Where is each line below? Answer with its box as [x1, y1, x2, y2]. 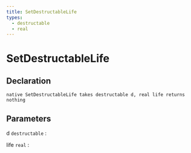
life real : [6, 142, 30, 149]
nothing [6, 97, 26, 103]
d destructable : [6, 129, 47, 137]
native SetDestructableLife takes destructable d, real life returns [6, 92, 186, 98]
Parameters [6, 113, 51, 124]
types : [6, 15, 23, 21]
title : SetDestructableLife [6, 8, 77, 15]
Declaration [6, 76, 51, 86]
